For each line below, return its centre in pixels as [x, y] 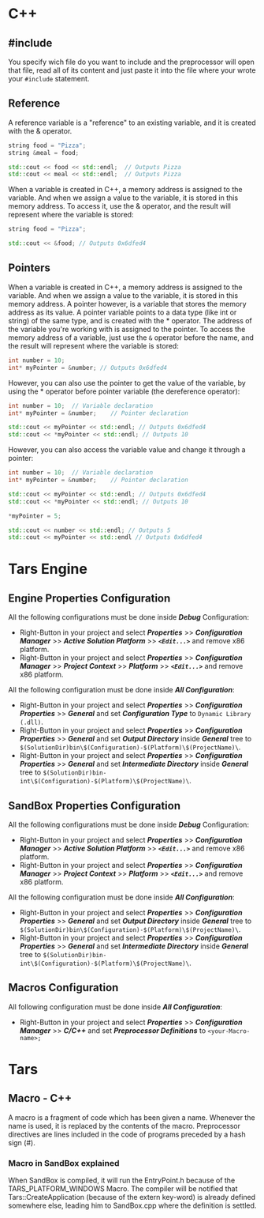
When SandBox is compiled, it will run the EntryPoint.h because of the [122, 1180]
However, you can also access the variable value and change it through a [127, 450]
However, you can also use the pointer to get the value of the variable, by [127, 383]
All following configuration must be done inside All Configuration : [115, 1007]
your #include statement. [49, 79]
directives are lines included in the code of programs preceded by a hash [127, 1134]
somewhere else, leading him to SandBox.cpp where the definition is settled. [132, 1205]
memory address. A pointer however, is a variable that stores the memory [127, 304]
